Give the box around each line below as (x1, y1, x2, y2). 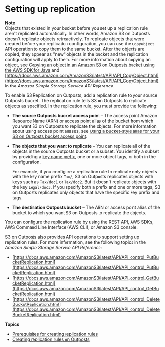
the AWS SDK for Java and (5, 67, 60, 73)
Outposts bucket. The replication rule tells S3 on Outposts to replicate (5, 97, 147, 103)
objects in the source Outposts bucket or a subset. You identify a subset (12, 148, 159, 154)
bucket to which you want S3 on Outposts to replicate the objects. (12, 209, 147, 216)
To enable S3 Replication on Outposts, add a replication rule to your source (5, 92, 158, 98)
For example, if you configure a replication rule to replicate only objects (12, 168, 157, 174)
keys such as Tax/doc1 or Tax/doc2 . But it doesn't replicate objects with (12, 179, 156, 185)
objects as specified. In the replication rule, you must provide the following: (5, 103, 158, 109)
